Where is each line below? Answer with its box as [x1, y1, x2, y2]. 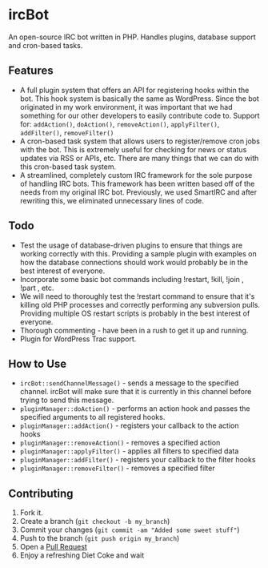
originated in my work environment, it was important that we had [19, 102, 234, 111]
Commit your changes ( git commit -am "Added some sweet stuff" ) [19, 525, 240, 534]
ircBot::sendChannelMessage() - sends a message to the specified [19, 378, 239, 388]
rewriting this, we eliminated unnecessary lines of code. [19, 195, 204, 205]
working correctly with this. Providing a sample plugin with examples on [19, 248, 258, 258]
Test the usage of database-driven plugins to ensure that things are [19, 240, 242, 250]
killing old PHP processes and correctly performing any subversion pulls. [19, 300, 260, 309]
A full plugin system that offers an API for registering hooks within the [19, 85, 250, 95]
